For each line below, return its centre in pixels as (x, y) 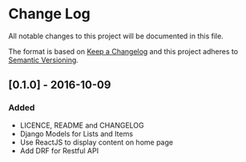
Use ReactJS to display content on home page (97, 142)
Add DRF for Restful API (59, 150)
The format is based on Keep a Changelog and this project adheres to (123, 51)
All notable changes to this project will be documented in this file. (116, 36)
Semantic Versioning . (43, 60)
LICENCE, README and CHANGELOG (82, 125)
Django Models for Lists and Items (77, 133)
